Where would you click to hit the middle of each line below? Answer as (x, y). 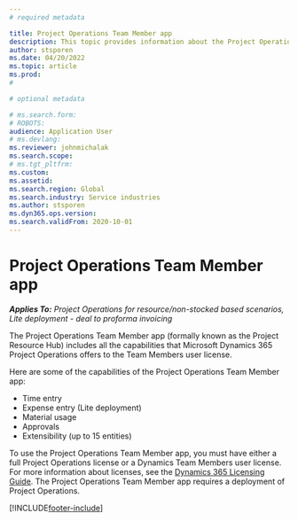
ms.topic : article (43, 66)
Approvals (41, 426)
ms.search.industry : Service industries (85, 197)
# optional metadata (47, 98)
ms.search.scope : (41, 156)
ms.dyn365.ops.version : (53, 214)
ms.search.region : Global (57, 189)
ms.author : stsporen (47, 206)
